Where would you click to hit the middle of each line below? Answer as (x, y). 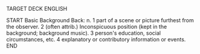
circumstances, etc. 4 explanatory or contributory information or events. (96, 39)
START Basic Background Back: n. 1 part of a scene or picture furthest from (100, 20)
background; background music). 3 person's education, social (84, 33)
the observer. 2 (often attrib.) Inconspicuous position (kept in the (87, 27)
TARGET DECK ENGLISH (37, 9)
